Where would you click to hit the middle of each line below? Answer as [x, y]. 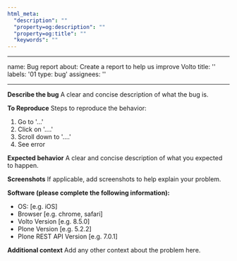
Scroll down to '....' [44, 137]
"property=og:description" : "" [60, 27]
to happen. [23, 166]
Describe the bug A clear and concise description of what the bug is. [108, 95]
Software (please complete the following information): [89, 193]
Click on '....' [35, 129]
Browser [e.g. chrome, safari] [60, 214]
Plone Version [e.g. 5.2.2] [54, 229]
